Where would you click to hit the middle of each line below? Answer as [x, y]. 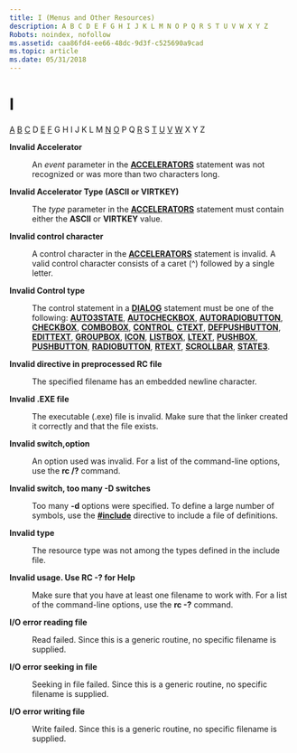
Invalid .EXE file [39, 399]
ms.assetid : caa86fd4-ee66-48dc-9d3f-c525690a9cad [107, 43]
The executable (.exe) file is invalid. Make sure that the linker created [160, 416]
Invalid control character [56, 236]
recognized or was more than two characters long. [126, 174]
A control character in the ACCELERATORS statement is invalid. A [154, 253]
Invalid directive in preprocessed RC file [86, 363]
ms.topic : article [44, 52]
